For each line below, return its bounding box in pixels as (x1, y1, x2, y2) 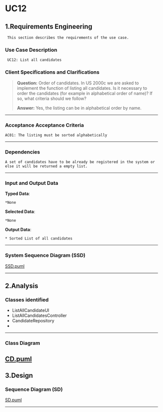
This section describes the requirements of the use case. (7, 35, 130, 40)
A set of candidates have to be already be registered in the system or (5, 159, 155, 165)
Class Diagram (5, 340, 40, 347)
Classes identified (5, 296, 49, 303)
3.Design (5, 372, 33, 380)
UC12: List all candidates (7, 58, 62, 62)
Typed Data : (5, 191, 30, 196)
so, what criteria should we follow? (16, 96, 86, 101)
